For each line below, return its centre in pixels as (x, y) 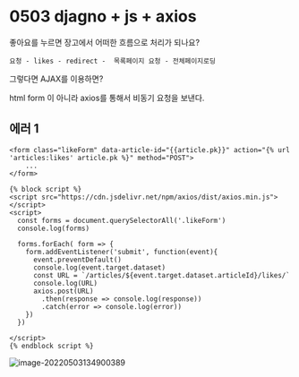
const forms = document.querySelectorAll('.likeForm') (122, 220)
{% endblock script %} (51, 346)
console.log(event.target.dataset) (99, 267)
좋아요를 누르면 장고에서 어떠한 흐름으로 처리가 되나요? (104, 42)
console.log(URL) (65, 283)
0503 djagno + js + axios (103, 17)
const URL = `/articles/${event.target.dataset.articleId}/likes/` (162, 275)
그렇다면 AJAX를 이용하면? (56, 79)
